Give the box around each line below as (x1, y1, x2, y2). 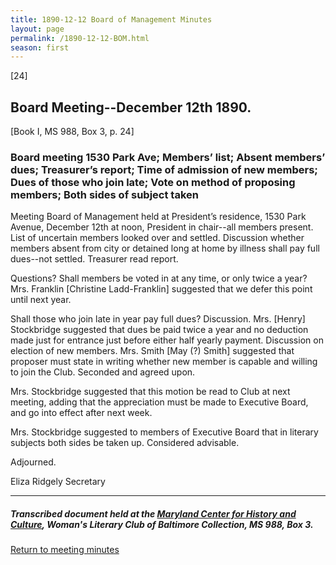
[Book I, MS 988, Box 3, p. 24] (10, 126, 135, 138)
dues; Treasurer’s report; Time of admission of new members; (10, 162, 318, 176)
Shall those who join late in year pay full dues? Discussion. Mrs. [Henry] (10, 313, 306, 325)
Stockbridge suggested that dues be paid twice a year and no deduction (10, 324, 309, 336)
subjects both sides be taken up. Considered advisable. (10, 437, 240, 449)
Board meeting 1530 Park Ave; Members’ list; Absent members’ (10, 150, 326, 164)
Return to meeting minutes (10, 544, 120, 556)
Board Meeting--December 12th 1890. (10, 99, 252, 116)
